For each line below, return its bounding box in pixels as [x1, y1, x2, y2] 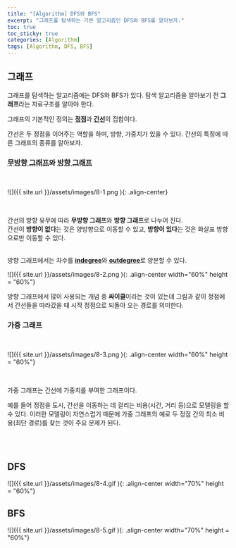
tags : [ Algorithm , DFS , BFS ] [7, 43, 93, 50]
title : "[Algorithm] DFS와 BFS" [7, 10, 101, 18]
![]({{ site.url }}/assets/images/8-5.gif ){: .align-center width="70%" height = [7, 526, 230, 535]
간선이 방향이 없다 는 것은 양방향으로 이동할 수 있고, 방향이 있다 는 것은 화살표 [7, 225, 216, 233]
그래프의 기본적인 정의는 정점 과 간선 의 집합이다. [7, 114, 137, 123]
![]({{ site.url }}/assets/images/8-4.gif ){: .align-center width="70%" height [7, 480, 224, 488]
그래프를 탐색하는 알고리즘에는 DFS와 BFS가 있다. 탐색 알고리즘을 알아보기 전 [7, 91, 219, 99]
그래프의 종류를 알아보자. [14, 138, 83, 147]
